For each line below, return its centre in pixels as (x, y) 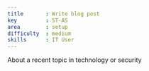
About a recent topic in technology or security (74, 60)
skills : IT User (41, 40)
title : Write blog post (54, 14)
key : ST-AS (38, 20)
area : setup (38, 27)
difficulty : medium (39, 33)
